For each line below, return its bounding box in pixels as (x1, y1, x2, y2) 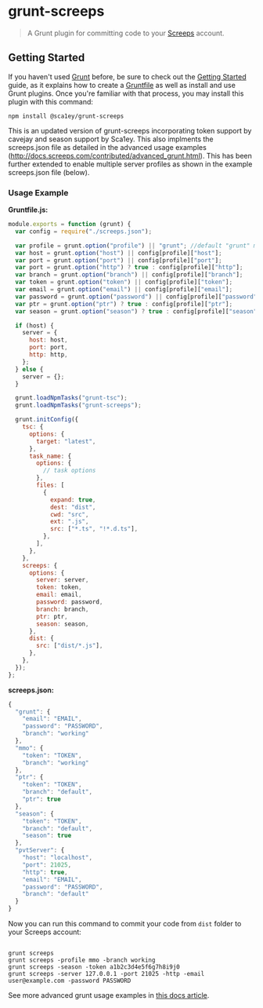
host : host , (28, 336, 68, 344)
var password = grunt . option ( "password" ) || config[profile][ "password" (15, 293, 258, 301)
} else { (15, 365, 44, 373)
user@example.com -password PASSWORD (8, 977, 131, 985)
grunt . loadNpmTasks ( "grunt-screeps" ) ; (15, 401, 142, 410)
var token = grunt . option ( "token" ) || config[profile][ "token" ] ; (15, 278, 233, 287)
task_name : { (28, 452, 72, 460)
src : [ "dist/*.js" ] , (36, 642, 103, 650)
